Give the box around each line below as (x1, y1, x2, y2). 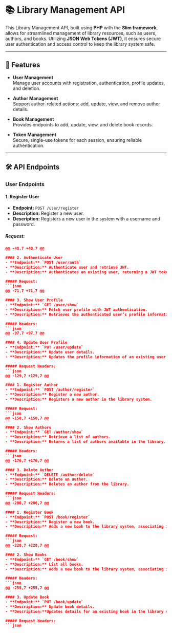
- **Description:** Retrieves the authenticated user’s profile (5, 312, 145, 317)
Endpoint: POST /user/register (12, 205, 79, 211)
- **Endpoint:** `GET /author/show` (5, 430, 83, 435)
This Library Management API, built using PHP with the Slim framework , (5, 24, 158, 31)
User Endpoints (5, 181, 45, 188)
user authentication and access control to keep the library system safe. (5, 41, 155, 47)
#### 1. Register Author (5, 382, 58, 388)
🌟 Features (5, 61, 40, 69)
